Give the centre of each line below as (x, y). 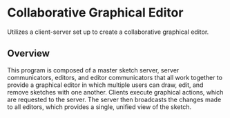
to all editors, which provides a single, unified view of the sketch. (99, 107)
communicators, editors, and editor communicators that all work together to (115, 77)
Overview (29, 53)
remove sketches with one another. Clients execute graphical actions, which (115, 92)
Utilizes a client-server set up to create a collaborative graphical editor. (108, 32)
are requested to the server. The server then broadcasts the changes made (114, 99)
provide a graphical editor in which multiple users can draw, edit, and (105, 85)
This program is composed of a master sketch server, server (93, 70)
